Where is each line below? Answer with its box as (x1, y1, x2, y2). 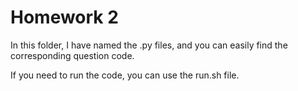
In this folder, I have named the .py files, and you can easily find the (10, 39, 288, 51)
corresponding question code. (10, 49, 135, 61)
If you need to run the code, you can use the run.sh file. (10, 69, 240, 81)
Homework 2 (10, 6, 119, 29)
